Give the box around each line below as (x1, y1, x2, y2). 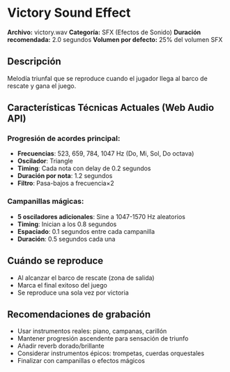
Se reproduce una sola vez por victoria (17, 288, 129, 297)
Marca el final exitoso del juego (17, 281, 108, 289)
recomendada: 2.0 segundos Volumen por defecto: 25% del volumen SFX (7, 35, 223, 43)
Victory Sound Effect (7, 5, 131, 21)
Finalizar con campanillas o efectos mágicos (17, 357, 145, 365)
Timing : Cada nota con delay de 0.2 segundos (17, 164, 151, 172)
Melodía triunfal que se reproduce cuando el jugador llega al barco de (7, 74, 208, 82)
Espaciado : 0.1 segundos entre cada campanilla (17, 227, 155, 235)
